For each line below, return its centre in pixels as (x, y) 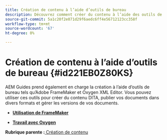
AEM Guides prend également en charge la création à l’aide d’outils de (77, 87)
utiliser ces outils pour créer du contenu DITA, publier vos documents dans (82, 97)
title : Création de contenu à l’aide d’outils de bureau (66, 10)
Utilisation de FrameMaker (40, 112)
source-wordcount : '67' (30, 29)
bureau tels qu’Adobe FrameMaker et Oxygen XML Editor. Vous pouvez (78, 92)
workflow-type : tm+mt (28, 24)
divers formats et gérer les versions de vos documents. (62, 103)
